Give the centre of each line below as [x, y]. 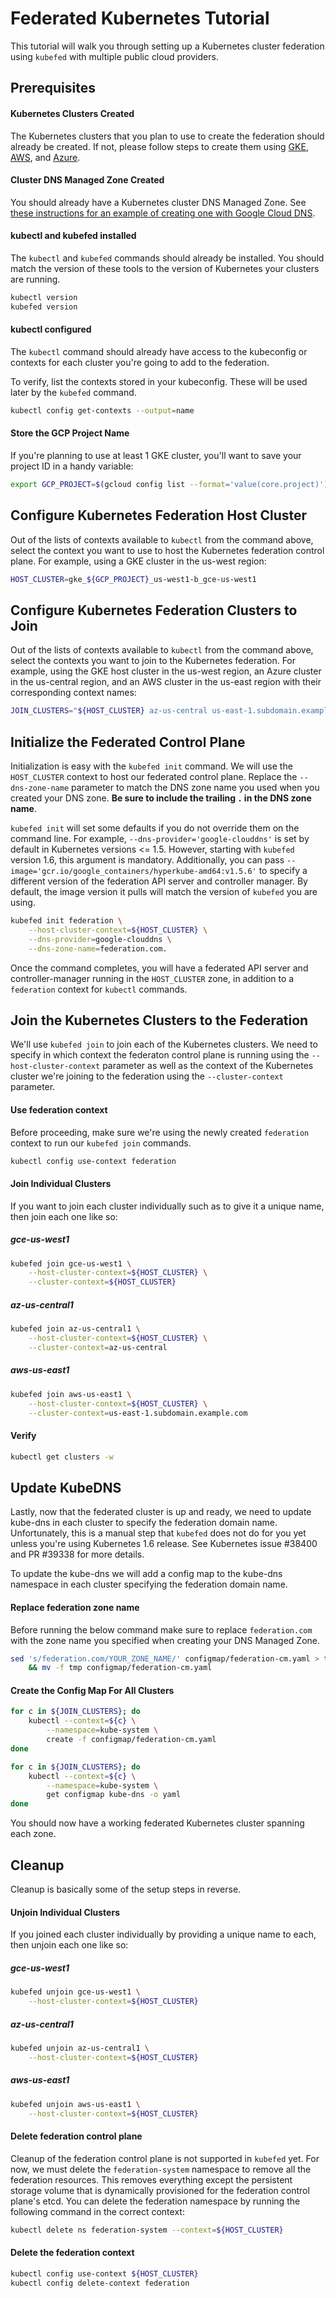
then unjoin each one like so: [69, 1945]
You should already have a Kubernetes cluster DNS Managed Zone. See [158, 202]
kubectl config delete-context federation [100, 2283]
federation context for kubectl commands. [99, 989]
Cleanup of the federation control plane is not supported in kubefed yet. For [165, 2158]
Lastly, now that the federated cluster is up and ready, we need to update [161, 1512]
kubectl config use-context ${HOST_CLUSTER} [104, 2273]
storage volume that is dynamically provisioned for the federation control [160, 2190]
